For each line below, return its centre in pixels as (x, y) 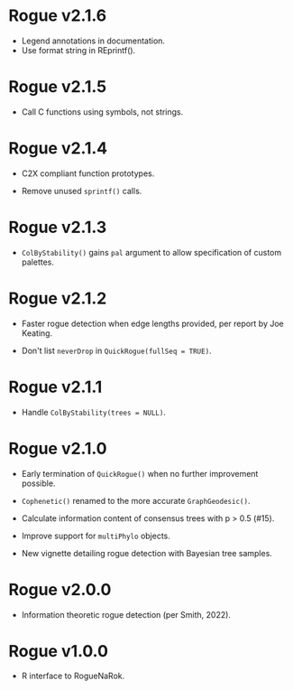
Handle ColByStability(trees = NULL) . (93, 412)
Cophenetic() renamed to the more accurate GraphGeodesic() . (136, 500)
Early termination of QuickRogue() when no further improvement (140, 473)
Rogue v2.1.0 (58, 448)
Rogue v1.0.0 (59, 651)
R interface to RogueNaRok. (73, 676)
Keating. (37, 333)
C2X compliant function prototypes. (88, 173)
